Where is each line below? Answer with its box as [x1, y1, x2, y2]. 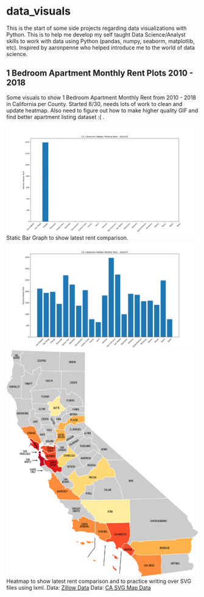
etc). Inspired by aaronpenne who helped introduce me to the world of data [6, 44, 195, 51]
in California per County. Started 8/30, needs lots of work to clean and [6, 100, 183, 107]
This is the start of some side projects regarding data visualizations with [6, 24, 187, 32]
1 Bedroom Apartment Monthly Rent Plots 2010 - [6, 68, 194, 79]
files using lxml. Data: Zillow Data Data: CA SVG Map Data [6, 584, 151, 592]
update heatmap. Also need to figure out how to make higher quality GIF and [6, 107, 199, 114]
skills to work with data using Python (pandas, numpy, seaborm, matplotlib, [6, 37, 195, 45]
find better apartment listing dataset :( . [6, 113, 105, 120]
